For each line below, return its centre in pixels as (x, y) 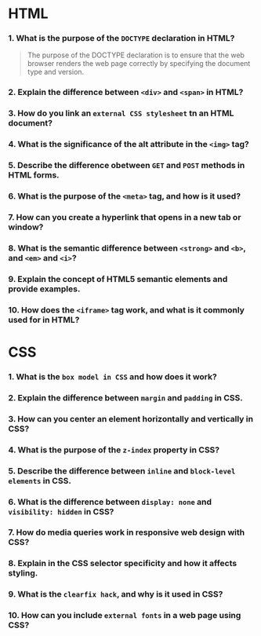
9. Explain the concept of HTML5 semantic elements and (118, 279)
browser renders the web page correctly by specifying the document (139, 64)
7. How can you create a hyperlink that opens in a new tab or (125, 217)
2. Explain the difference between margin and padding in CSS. (125, 397)
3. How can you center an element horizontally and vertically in (130, 419)
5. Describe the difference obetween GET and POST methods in (127, 166)
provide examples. (44, 289)
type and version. (56, 72)
